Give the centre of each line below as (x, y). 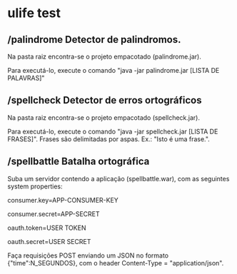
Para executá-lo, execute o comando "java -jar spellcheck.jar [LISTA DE (113, 131)
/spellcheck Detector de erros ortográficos (105, 100)
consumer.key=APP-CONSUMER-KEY (63, 200)
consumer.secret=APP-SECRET (54, 214)
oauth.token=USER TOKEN (47, 228)
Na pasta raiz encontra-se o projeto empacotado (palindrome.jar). (105, 56)
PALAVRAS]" (26, 78)
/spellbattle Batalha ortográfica (79, 162)
